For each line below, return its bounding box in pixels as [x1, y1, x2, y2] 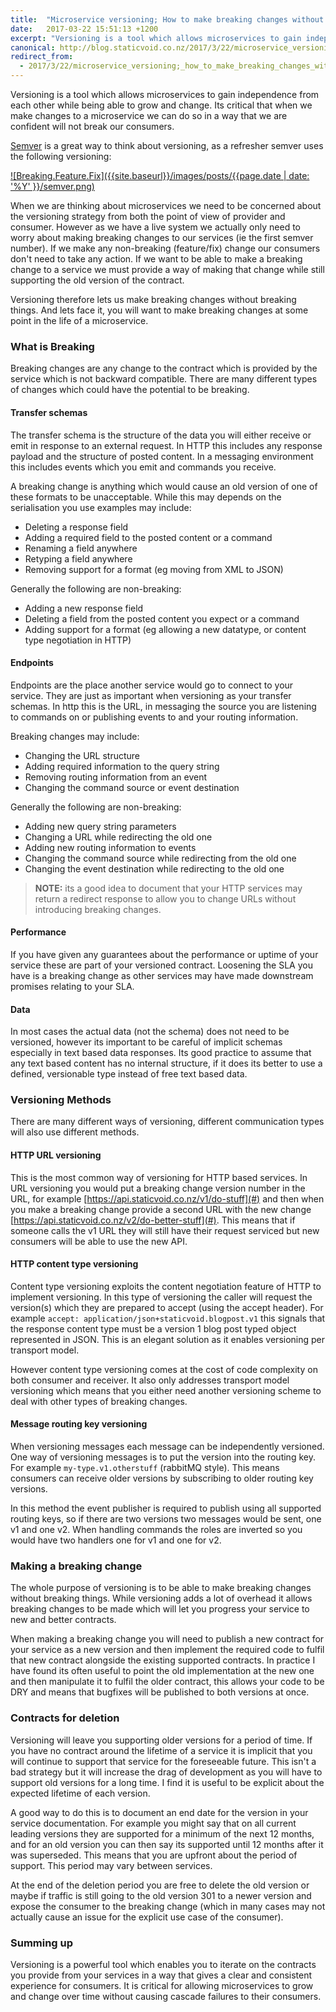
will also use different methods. [10, 1126, 140, 1138]
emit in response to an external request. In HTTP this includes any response [10, 439, 323, 451]
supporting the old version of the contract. [10, 274, 185, 286]
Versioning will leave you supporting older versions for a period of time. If [10, 1734, 313, 1746]
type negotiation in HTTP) [24, 634, 132, 646]
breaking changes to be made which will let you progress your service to [10, 1603, 310, 1615]
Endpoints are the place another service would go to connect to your [10, 679, 294, 691]
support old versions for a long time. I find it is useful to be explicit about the [10, 1776, 325, 1788]
